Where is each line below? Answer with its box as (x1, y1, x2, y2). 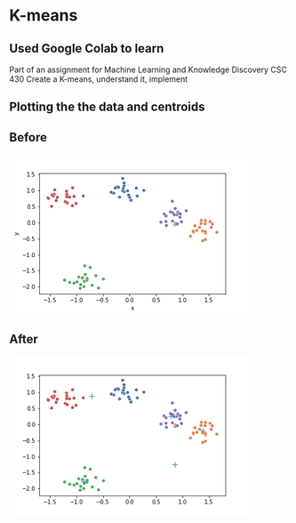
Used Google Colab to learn (9, 41, 164, 56)
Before (9, 130, 47, 145)
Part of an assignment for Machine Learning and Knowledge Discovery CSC (9, 64, 287, 75)
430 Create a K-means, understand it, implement (9, 74, 188, 84)
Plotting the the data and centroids (9, 100, 206, 115)
